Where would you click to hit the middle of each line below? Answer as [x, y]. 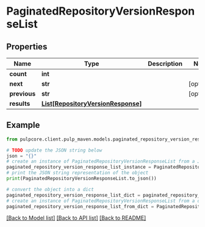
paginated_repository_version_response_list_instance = [79, 167]
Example [23, 125]
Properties [27, 47]
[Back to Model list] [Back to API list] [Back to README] [76, 218]
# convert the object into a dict [50, 189]
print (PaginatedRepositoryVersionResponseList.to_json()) [81, 179]
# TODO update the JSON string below [54, 150]
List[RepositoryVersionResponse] [92, 103]
